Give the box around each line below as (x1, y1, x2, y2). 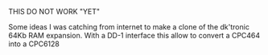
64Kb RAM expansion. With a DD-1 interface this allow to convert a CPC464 (8, 31, 261, 40)
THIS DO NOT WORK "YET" (8, 7, 101, 16)
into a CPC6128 (8, 39, 60, 49)
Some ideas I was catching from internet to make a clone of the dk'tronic (8, 22, 249, 31)
